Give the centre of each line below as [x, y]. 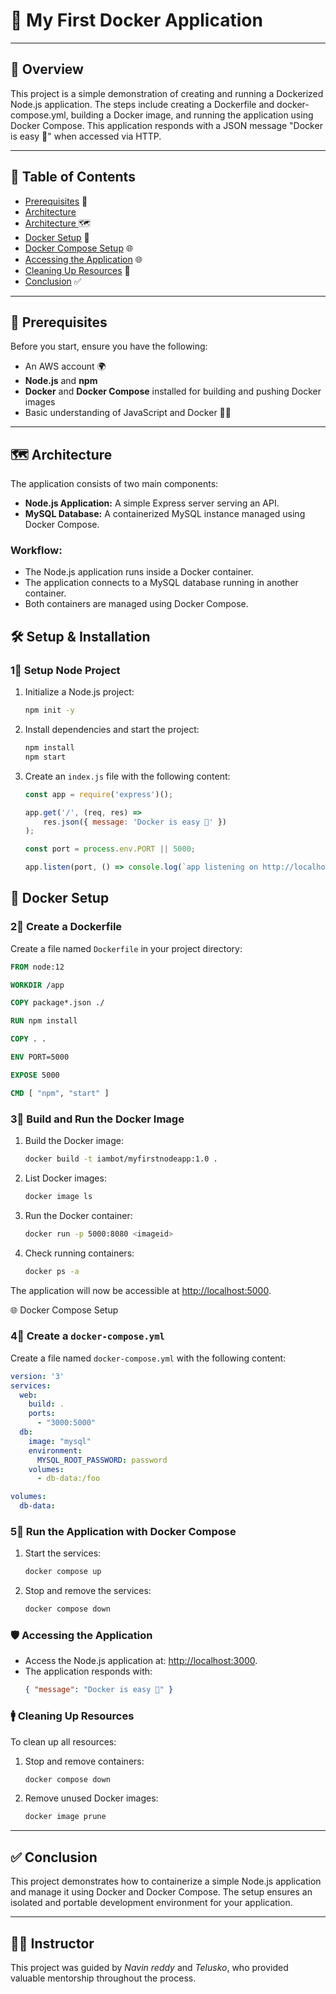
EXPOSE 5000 [35, 1075]
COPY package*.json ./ [57, 1003]
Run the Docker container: [78, 1215]
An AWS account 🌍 [65, 366]
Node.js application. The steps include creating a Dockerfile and [142, 104]
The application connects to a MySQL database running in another [161, 583]
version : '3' [37, 1376]
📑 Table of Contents [73, 177]
